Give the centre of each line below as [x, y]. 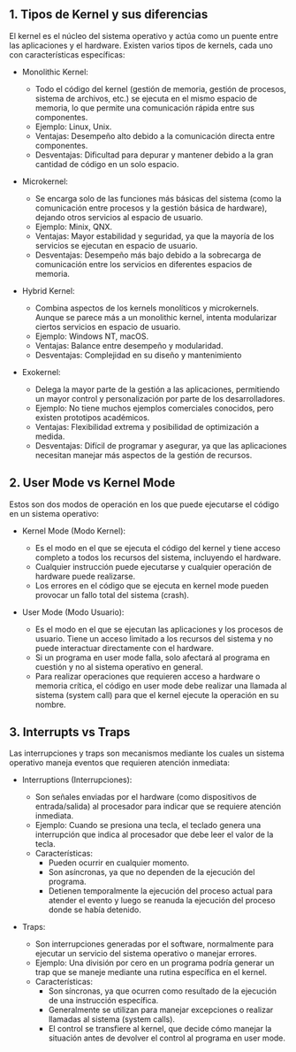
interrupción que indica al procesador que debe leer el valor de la [154, 834]
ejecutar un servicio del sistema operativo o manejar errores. [146, 954]
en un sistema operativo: [54, 513]
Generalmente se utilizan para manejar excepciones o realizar [161, 1010]
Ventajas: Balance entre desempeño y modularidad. [129, 345]
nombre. [50, 704]
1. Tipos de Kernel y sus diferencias [109, 15]
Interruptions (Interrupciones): [77, 780]
